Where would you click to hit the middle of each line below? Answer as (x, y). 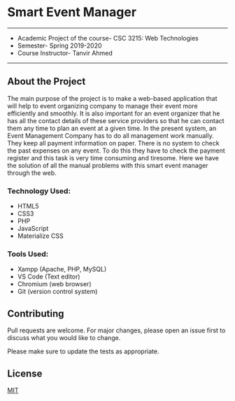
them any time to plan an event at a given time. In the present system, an (112, 128)
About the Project (47, 82)
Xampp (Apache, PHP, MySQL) (62, 269)
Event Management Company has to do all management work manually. (111, 135)
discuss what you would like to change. (64, 338)
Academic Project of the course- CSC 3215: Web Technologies (108, 38)
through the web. (32, 173)
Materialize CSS (41, 236)
